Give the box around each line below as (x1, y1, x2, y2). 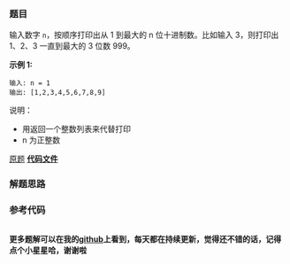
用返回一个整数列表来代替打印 (21, 124, 131, 135)
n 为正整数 (21, 135, 61, 145)
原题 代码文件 (9, 153, 58, 165)
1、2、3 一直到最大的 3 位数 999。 (9, 41, 135, 51)
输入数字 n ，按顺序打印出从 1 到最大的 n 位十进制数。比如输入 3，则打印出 (9, 29, 279, 41)
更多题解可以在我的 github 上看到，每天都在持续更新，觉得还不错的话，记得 (9, 233, 282, 245)
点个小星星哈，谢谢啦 (9, 245, 87, 255)
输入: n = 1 (9, 79, 50, 88)
